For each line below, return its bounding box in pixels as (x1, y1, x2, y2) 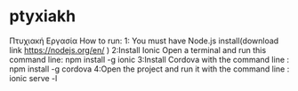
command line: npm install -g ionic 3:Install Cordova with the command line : (9, 54, 290, 64)
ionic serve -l (9, 72, 58, 83)
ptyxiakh (9, 6, 77, 27)
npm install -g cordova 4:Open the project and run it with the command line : (9, 64, 290, 74)
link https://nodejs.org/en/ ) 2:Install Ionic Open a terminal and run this (9, 44, 267, 55)
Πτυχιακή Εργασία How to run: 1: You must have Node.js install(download (9, 35, 279, 46)
